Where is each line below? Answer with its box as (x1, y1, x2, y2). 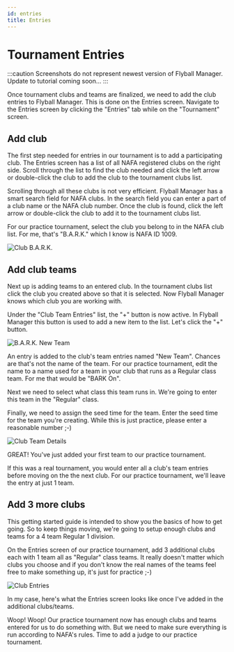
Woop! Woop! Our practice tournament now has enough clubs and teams (7, 615, 217, 623)
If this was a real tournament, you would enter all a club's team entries (7, 464, 209, 472)
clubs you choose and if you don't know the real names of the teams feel (7, 560, 217, 568)
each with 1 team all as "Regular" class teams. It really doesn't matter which (7, 552, 224, 561)
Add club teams (7, 264, 77, 276)
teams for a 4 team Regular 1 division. (7, 532, 115, 540)
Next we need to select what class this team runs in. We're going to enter (7, 388, 217, 397)
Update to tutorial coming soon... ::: (7, 77, 109, 86)
